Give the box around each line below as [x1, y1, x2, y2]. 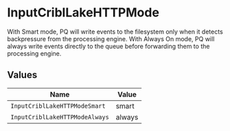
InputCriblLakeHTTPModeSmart [10, 102, 106, 110]
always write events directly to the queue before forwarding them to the [7, 42, 210, 50]
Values [7, 69, 38, 81]
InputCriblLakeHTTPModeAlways [10, 113, 110, 121]
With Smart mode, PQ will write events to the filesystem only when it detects [7, 27, 223, 36]
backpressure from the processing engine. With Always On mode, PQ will [7, 34, 215, 43]
